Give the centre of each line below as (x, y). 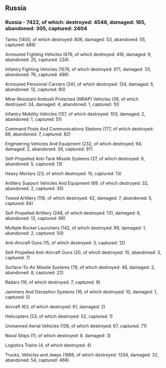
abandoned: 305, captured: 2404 (46, 28)
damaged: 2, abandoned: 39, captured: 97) (49, 149)
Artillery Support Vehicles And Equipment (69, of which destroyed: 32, (77, 183)
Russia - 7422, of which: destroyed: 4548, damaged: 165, (76, 22)
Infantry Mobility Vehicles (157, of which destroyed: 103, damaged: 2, (75, 114)
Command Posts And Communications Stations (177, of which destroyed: (80, 129)
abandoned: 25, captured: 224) (37, 60)
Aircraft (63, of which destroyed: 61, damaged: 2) (55, 306)
